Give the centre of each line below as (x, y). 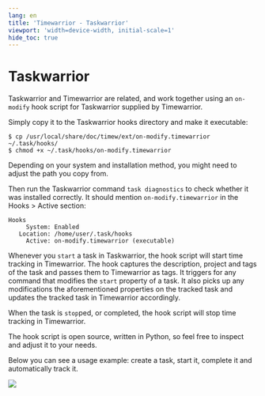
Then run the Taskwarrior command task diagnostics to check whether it (129, 189)
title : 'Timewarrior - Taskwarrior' (68, 23)
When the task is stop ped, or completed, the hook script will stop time (122, 313)
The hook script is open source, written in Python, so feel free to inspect (126, 337)
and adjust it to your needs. (53, 345)
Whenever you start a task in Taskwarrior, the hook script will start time (126, 256)
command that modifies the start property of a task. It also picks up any (126, 281)
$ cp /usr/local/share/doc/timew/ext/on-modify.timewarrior (110, 137)
